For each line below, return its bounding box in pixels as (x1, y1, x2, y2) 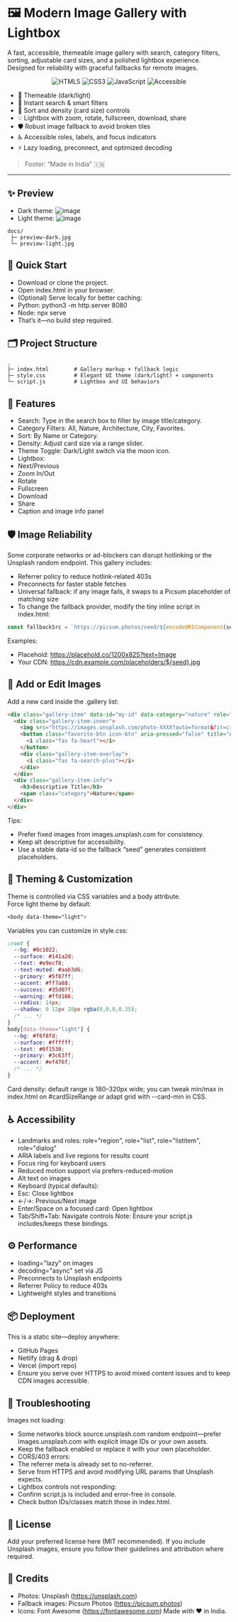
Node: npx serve (17, 308, 67, 317)
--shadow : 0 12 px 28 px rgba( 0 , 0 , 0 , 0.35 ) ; (13, 1006, 138, 1013)
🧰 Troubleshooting (7, 1397, 91, 1409)
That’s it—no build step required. (17, 316, 113, 325)
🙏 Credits (7, 1573, 50, 1585)
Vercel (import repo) (17, 1361, 77, 1370)
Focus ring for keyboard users (17, 1158, 106, 1167)
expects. (17, 1475, 43, 1484)
